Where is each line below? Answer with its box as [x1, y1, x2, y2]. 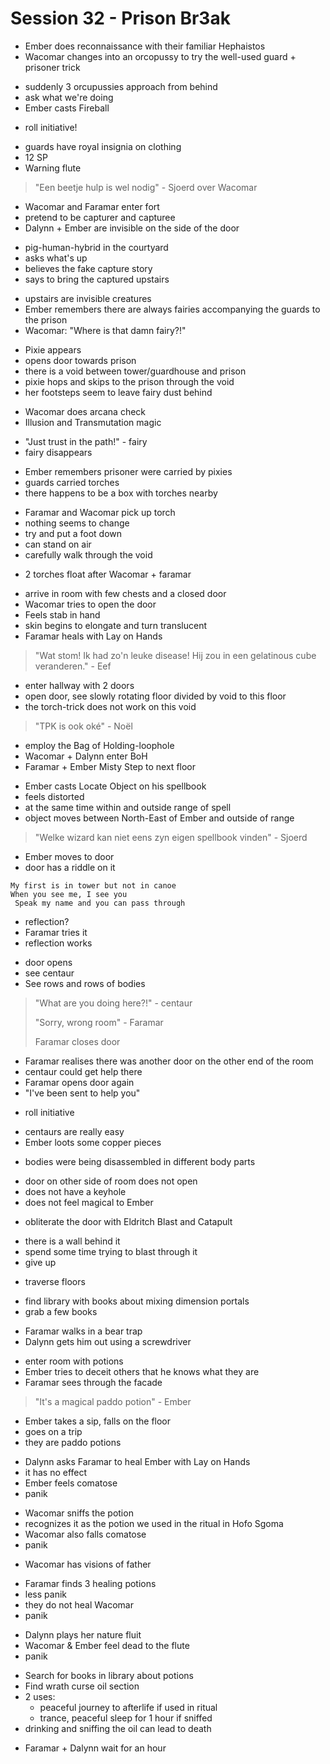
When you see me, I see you [10, 889, 128, 899]
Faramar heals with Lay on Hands [24, 630, 163, 642]
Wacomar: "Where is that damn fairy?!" [24, 324, 187, 336]
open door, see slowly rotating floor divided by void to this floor [24, 690, 287, 702]
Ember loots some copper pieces [24, 1136, 162, 1148]
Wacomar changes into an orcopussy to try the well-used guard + [24, 50, 297, 62]
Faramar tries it [24, 926, 88, 938]
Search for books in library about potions [24, 1669, 194, 1681]
